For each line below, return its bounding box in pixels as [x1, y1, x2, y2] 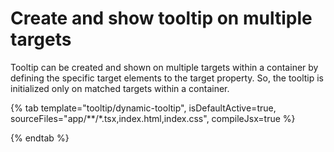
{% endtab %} [10, 132, 70, 144]
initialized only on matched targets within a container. [10, 82, 230, 94]
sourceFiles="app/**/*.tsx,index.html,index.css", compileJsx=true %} [10, 112, 296, 124]
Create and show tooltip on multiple [10, 7, 313, 30]
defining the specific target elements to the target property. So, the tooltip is [10, 72, 324, 84]
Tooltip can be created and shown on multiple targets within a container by [10, 61, 319, 73]
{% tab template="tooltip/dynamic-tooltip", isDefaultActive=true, [10, 102, 277, 114]
